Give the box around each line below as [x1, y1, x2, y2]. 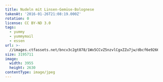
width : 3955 [9, 61, 34, 66]
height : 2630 [9, 66, 36, 70]
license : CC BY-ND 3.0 [5, 20, 51, 26]
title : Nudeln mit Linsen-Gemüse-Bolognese [5, 7, 95, 12]
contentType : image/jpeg [5, 70, 55, 75]
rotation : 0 [5, 16, 29, 21]
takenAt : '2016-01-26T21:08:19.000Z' [5, 12, 81, 16]
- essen [9, 39, 25, 43]
